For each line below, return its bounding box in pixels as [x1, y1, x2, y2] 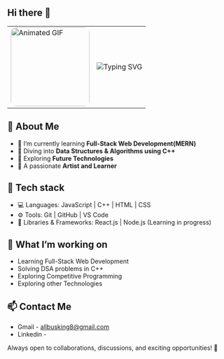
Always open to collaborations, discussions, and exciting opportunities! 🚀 [7, 344, 218, 352]
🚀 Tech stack [7, 182, 65, 194]
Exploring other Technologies [17, 279, 103, 288]
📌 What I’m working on [7, 239, 108, 251]
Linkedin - [17, 330, 47, 339]
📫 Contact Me [7, 300, 72, 312]
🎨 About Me [7, 120, 59, 133]
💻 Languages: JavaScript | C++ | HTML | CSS [17, 201, 151, 209]
